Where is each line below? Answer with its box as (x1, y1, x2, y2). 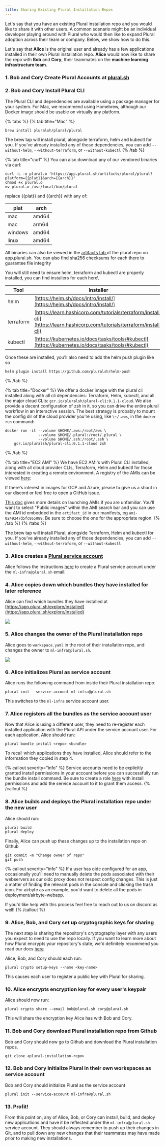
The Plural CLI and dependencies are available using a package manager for (5, 98, 160, 104)
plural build (5, 825, 32, 830)
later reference (5, 587, 42, 594)
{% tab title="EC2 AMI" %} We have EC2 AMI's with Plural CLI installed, (5, 459, 150, 465)
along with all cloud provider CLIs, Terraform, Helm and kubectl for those (5, 464, 153, 471)
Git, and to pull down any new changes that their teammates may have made (5, 1130, 160, 1136)
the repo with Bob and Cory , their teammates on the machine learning (5, 56, 148, 62)
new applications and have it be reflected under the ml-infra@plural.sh (5, 1119, 150, 1126)
